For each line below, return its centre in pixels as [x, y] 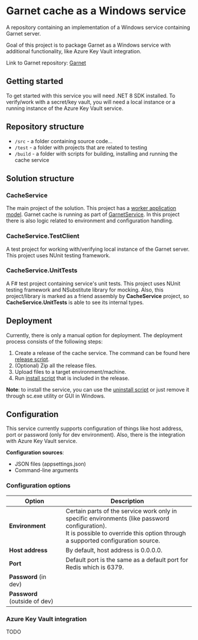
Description [127, 501]
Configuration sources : [35, 452]
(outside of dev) [31, 601]
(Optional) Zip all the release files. [56, 366]
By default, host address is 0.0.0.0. [114, 550]
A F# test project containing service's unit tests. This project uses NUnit [93, 283]
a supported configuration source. [113, 541]
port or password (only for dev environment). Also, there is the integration [96, 435]
